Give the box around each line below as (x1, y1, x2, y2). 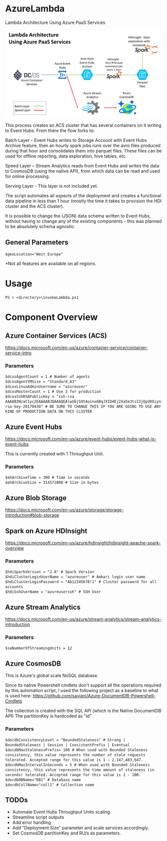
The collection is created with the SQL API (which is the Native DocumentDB (5, 708, 162, 714)
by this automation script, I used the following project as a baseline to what (5, 688, 159, 694)
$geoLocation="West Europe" (5, 252, 64, 257)
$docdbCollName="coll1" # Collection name (5, 782, 94, 787)
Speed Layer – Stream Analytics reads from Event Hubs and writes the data (5, 163, 160, 169)
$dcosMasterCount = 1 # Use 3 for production (5, 389, 101, 394)
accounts (5, 584, 23, 589)
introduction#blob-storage (5, 512, 60, 518)
